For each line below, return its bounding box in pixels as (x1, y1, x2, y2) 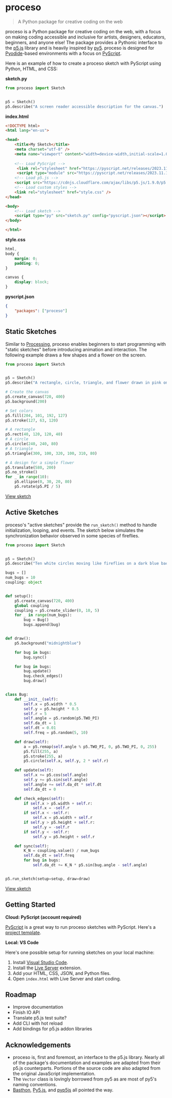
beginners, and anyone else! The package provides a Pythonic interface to (5, 39, 163, 45)
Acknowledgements (5, 1041, 71, 1049)
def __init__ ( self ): (14, 696, 58, 702)
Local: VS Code (5, 939, 39, 945)
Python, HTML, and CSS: (5, 66, 58, 72)
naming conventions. (12, 1082, 57, 1088)
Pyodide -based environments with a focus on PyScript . (5, 50, 122, 56)
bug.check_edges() (24, 673, 63, 678)
